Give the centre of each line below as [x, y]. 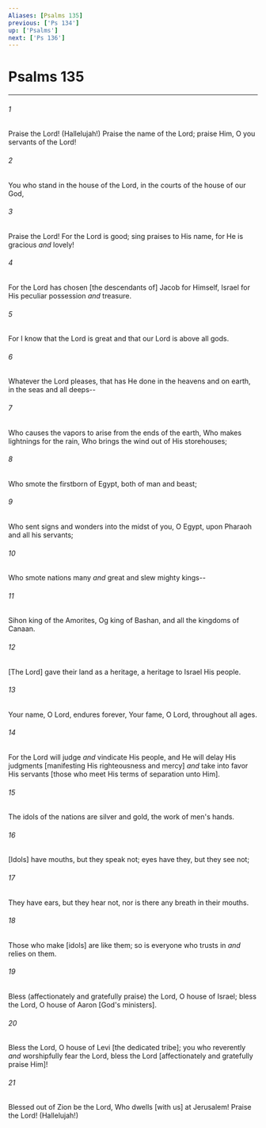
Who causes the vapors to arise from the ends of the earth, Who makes [125, 433]
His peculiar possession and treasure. [70, 296]
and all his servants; [41, 535]
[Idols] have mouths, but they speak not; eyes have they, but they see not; [129, 860]
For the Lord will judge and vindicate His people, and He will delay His [122, 757]
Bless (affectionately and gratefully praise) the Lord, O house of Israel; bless [133, 996]
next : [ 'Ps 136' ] [37, 38]
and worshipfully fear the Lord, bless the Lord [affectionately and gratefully [131, 1056]
